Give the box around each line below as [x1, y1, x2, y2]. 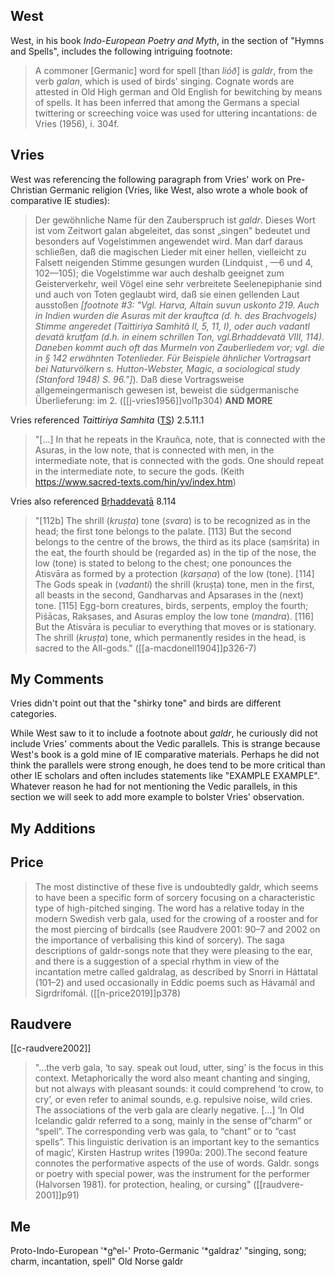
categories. [10, 708, 57, 720]
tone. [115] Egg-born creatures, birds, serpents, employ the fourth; [34, 599, 309, 611]
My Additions [10, 820, 96, 837]
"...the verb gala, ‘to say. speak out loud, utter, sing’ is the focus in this [34, 1062, 324, 1074]
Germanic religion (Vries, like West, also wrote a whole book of [49, 184, 309, 196]
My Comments [10, 671, 105, 688]
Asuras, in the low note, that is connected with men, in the [34, 444, 275, 456]
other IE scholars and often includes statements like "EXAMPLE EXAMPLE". [10, 770, 320, 782]
